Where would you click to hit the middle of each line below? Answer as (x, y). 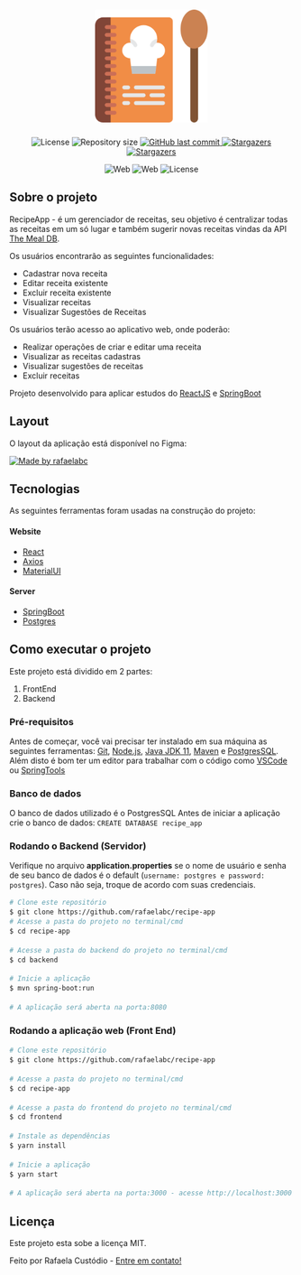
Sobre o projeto (53, 197)
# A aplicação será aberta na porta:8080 (88, 1008)
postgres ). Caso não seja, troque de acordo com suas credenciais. (132, 885)
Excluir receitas (51, 376)
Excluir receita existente (67, 293)
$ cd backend (34, 960)
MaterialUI (41, 571)
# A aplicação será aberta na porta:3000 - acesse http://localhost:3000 (151, 1193)
